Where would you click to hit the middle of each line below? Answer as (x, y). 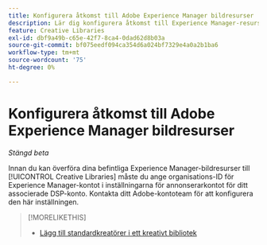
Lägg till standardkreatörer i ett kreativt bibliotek (118, 232)
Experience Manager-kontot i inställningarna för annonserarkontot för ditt (128, 185)
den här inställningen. (44, 202)
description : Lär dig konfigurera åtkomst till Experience (108, 23)
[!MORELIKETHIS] (57, 217)
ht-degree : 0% (32, 68)
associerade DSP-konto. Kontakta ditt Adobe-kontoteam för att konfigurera (131, 193)
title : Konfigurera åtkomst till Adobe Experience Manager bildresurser (131, 16)
